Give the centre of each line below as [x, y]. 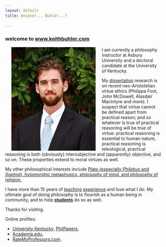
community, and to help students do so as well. [54, 200]
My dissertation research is [130, 80]
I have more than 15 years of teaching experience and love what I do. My [79, 189]
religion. [13, 180]
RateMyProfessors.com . [37, 239]
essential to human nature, [129, 138]
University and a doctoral [128, 60]
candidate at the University [129, 65]
